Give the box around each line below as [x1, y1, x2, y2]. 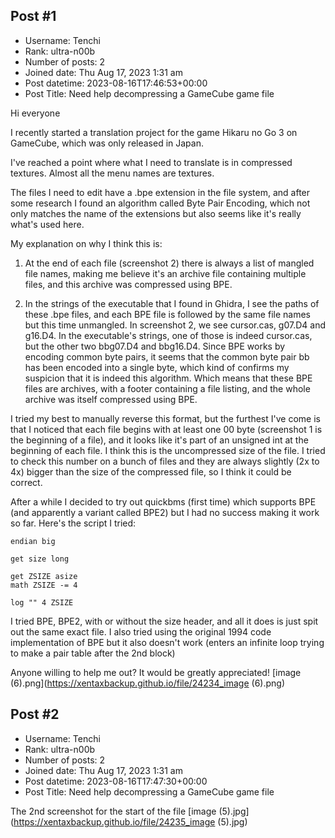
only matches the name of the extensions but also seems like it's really [10, 207, 302, 219]
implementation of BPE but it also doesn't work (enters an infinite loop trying [10, 636, 325, 648]
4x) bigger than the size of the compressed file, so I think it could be [10, 465, 292, 478]
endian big [10, 536, 56, 546]
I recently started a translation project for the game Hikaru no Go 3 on [10, 126, 298, 138]
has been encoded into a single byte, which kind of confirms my [24, 361, 290, 373]
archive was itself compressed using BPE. [24, 393, 198, 405]
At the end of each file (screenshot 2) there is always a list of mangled [24, 257, 315, 269]
